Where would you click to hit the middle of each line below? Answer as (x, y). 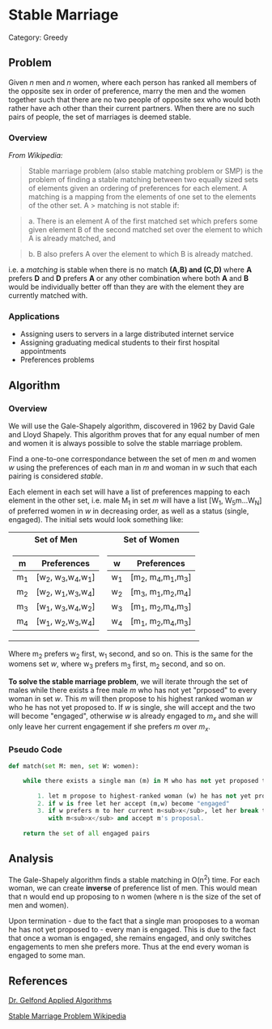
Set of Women (151, 539)
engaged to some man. (47, 955)
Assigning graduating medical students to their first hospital (120, 342)
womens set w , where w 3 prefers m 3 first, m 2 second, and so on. (117, 665)
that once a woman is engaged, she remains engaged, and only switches (130, 938)
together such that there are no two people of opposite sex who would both (134, 100)
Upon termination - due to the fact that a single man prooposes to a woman (134, 921)
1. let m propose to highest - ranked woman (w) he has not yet (144, 796)
